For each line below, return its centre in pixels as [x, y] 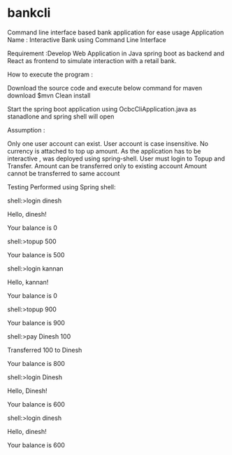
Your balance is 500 [36, 254]
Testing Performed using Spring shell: [62, 186]
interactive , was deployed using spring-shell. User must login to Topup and [116, 158]
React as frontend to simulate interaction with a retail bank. [92, 60]
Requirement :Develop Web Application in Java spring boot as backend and [116, 53]
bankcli [29, 13]
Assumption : [26, 130]
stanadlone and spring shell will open [61, 116]
